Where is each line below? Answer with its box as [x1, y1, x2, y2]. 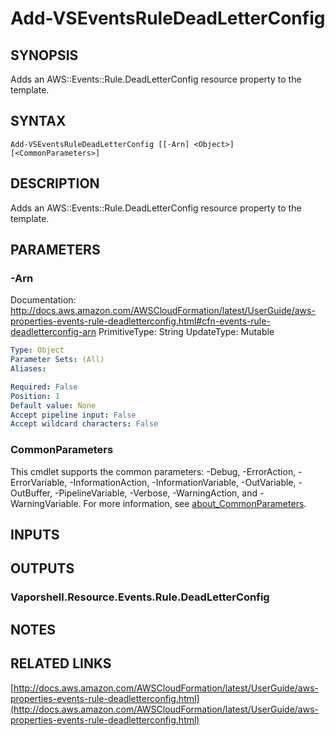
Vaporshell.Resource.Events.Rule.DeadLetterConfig [10, 590, 270, 604]
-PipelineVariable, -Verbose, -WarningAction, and [54, 487, 258, 499]
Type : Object [10, 345, 65, 356]
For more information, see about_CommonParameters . [83, 497, 307, 509]
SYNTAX [10, 113, 67, 130]
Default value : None [10, 400, 97, 411]
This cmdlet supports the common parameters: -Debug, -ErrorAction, [10, 465, 297, 477]
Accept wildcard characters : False [10, 419, 159, 429]
